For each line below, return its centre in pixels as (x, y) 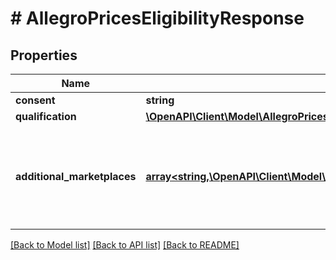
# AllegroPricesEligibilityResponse (157, 18)
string (160, 100)
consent (35, 100)
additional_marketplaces (76, 176)
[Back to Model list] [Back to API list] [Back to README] (125, 245)
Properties (44, 55)
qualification (46, 116)
